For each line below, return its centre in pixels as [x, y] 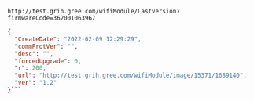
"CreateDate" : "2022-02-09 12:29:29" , [78, 39]
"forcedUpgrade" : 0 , [48, 61]
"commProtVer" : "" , [46, 46]
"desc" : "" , [34, 54]
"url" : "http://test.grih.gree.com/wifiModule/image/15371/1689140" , [131, 76]
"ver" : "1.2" [36, 83]
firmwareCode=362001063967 [52, 18]
